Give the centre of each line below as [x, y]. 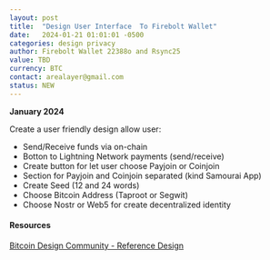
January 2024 [37, 111]
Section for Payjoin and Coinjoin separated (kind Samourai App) [142, 175]
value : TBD [30, 60]
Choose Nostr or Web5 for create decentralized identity [127, 205]
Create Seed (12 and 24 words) [81, 185]
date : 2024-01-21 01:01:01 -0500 [77, 35]
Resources [30, 225]
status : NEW [32, 85]
